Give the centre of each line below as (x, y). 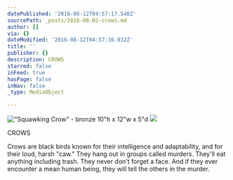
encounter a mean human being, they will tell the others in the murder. (109, 169)
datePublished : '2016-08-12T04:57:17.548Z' (72, 14)
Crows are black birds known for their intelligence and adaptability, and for (115, 147)
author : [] (23, 27)
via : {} (19, 33)
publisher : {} (28, 53)
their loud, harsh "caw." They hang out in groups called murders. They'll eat (116, 154)
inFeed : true (26, 72)
